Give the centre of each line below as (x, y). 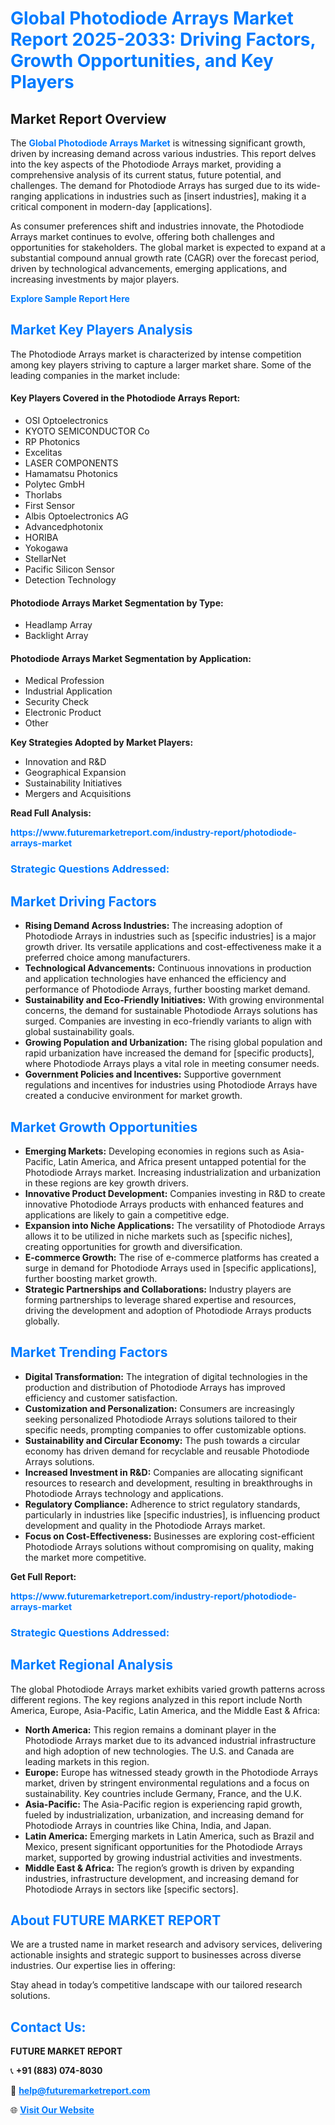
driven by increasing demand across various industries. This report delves (163, 153)
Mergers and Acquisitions (78, 794)
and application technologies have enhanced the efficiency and (155, 979)
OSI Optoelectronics (66, 421)
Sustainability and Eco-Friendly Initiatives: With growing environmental (174, 1000)
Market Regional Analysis (92, 1665)
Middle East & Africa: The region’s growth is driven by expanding (159, 1868)
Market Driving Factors (83, 901)
